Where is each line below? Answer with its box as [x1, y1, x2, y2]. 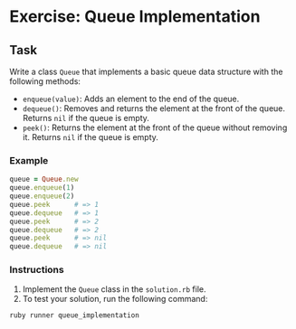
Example [9, 154, 49, 166]
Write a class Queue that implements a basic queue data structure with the [9, 66, 283, 77]
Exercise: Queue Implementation [9, 6, 261, 27]
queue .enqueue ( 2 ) [9, 192, 75, 201]
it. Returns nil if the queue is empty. [22, 132, 158, 142]
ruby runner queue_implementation [9, 311, 140, 320]
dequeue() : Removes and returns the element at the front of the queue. [22, 103, 286, 114]
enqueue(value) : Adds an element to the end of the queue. [22, 93, 240, 104]
